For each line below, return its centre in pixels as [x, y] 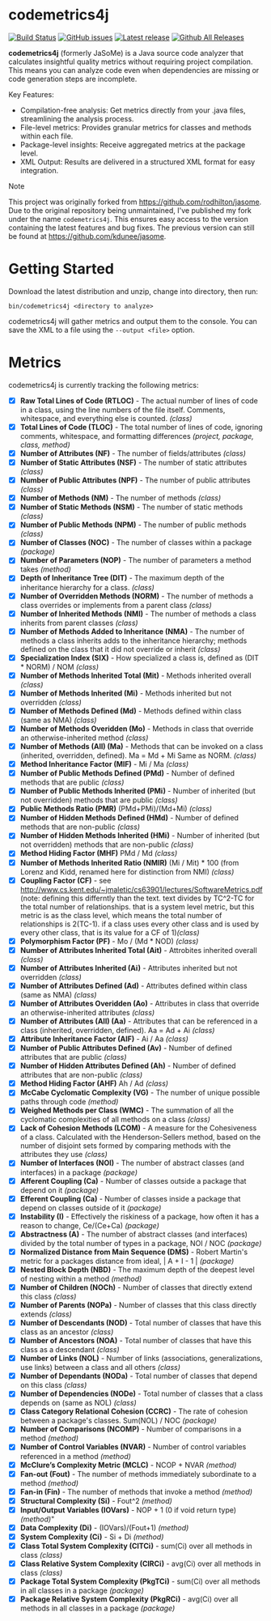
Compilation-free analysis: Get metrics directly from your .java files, [133, 110]
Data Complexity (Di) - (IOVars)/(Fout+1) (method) [104, 1527]
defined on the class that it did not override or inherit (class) [120, 649]
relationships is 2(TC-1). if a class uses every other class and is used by [140, 924]
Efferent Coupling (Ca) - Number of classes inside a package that [130, 1198]
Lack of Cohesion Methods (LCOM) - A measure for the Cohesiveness [138, 1128]
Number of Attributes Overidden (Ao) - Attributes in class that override [140, 1003]
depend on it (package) [59, 1190]
